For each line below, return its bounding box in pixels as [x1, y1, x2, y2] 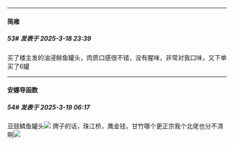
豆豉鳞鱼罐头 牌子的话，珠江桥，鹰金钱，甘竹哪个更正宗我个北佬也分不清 [7, 122, 224, 130]
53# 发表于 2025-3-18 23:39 [7, 34, 92, 43]
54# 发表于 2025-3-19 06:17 [7, 102, 91, 112]
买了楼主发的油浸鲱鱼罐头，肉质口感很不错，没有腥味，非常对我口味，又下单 [7, 53, 227, 61]
